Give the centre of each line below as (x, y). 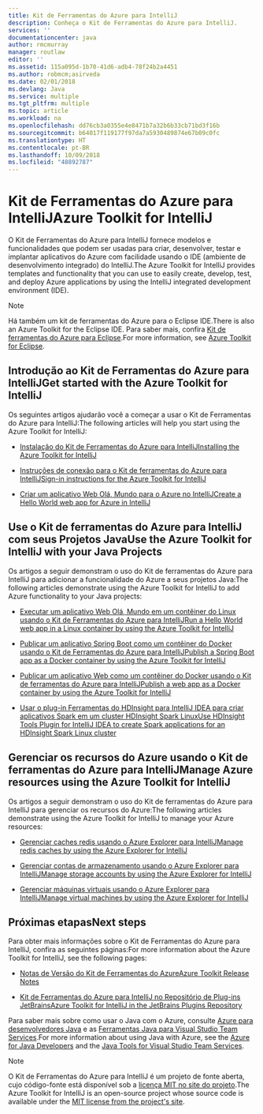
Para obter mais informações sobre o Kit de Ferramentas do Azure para (124, 941)
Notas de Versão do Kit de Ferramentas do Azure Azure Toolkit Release (134, 973)
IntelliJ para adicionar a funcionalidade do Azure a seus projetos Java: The (128, 579)
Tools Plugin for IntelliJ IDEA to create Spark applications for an (122, 724)
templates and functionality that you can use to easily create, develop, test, (130, 274)
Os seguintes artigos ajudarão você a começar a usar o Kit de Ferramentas (130, 414)
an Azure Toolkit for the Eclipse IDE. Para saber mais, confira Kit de (117, 329)
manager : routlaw (37, 52)
